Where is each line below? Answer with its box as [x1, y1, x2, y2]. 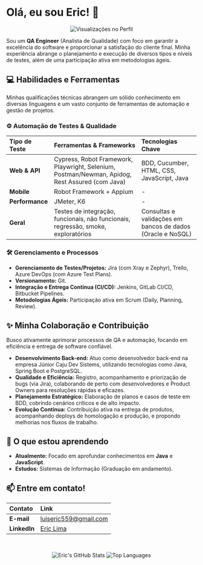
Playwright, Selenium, [54, 163, 116, 171]
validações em [141, 215, 183, 223]
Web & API [9, 166, 40, 175]
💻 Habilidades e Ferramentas [6, 75, 120, 85]
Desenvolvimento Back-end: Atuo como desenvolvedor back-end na [14, 355, 188, 362]
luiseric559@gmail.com [40, 514, 108, 523]
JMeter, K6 [54, 198, 86, 206]
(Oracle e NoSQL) [141, 230, 192, 238]
